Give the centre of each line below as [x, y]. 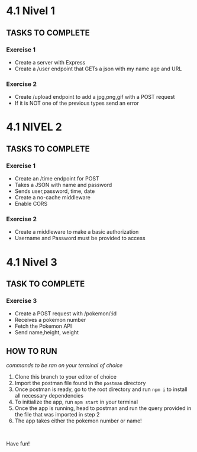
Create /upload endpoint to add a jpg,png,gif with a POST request [95, 97]
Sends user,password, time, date [55, 191]
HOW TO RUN [32, 351]
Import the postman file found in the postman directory [80, 383]
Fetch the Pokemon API [43, 326]
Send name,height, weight [46, 332]
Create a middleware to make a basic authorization [77, 232]
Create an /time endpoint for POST [57, 179]
